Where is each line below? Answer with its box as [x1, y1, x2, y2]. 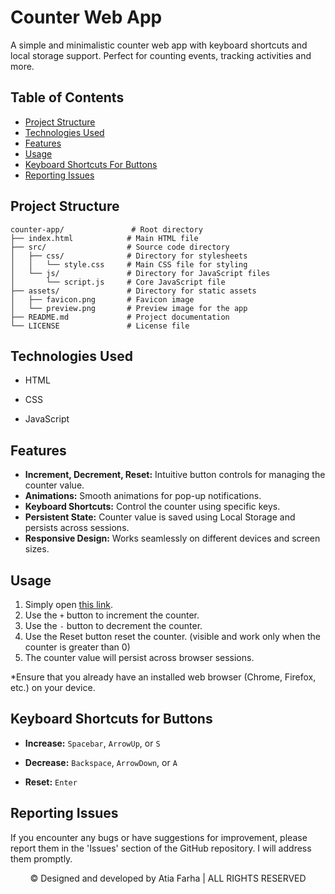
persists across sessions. [24, 522, 130, 534]
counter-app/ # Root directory [10, 224, 203, 235]
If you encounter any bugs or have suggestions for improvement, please [10, 831, 308, 843]
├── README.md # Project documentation [10, 312, 230, 322]
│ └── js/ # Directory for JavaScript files [10, 268, 271, 278]
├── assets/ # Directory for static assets [10, 286, 257, 296]
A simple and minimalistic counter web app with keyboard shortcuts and [10, 39, 308, 51]
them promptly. [10, 852, 73, 865]
